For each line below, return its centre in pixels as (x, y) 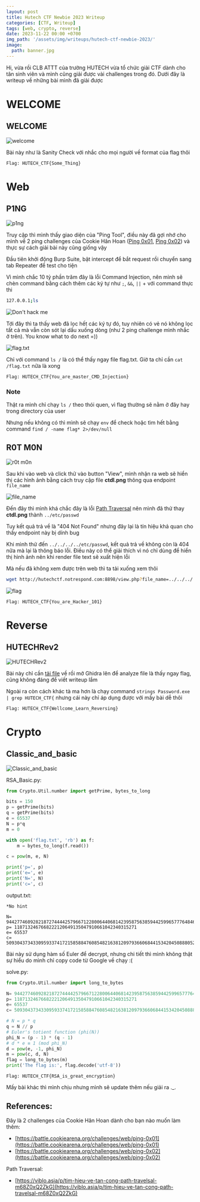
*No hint (17, 906)
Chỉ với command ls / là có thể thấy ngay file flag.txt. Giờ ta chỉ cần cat (95, 359)
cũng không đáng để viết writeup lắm (52, 680)
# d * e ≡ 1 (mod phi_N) (37, 1043)
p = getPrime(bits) (30, 807)
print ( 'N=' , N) (25, 878)
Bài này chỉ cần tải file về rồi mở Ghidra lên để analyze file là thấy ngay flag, (99, 673)
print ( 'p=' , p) (25, 867)
